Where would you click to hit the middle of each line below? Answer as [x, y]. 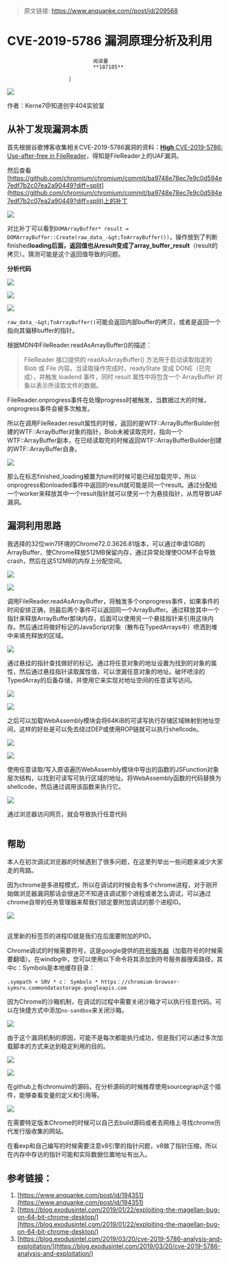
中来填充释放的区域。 [37, 635]
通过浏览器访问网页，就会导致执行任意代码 [67, 814]
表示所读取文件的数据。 [69, 385]
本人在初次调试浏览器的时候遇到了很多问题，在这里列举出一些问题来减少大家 [115, 862]
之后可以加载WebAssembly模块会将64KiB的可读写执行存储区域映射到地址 [111, 720]
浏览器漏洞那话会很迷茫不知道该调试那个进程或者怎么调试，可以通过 [115, 894]
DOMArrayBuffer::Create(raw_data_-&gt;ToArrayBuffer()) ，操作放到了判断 [112, 237]
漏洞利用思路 [34, 526]
